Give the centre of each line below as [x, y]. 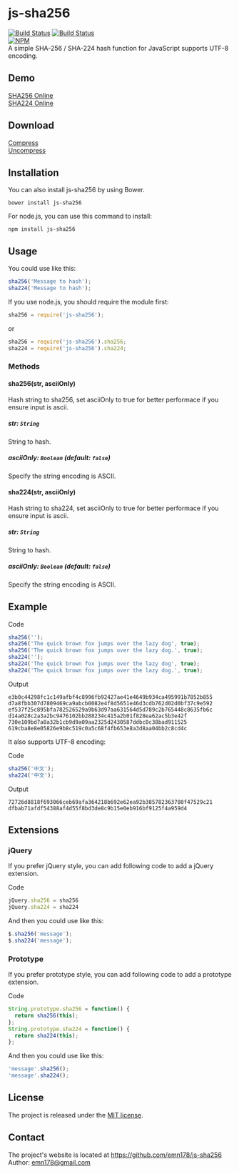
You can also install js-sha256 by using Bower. [76, 190]
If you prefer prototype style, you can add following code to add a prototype [120, 975]
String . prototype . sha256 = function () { [69, 1009]
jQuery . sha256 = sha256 [44, 901]
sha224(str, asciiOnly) [42, 492]
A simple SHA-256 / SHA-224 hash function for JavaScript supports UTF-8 [118, 48]
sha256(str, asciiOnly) [42, 384]
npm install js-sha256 [42, 229]
